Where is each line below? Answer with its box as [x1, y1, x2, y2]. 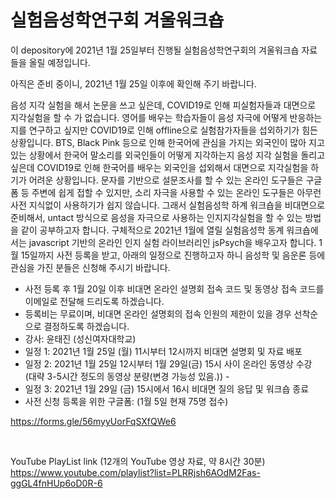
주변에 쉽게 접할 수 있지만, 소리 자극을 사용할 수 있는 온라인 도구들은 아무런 [31, 186, 322, 198]
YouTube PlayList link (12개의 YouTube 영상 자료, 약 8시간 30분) [10, 455, 266, 467]
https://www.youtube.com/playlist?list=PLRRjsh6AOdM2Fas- [10, 466, 261, 478]
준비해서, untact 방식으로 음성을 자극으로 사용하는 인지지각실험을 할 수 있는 [10, 211, 303, 223]
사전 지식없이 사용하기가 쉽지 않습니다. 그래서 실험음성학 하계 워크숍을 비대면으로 [10, 199, 326, 211]
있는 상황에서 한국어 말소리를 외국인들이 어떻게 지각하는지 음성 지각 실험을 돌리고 [10, 149, 326, 161]
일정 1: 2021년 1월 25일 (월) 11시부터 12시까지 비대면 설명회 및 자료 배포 [24, 345, 303, 357]
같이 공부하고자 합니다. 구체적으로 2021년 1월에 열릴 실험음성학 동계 [20, 224, 285, 236]
